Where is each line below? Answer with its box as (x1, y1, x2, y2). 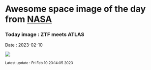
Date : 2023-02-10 (5, 42, 43, 48)
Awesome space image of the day (5, 3, 146, 15)
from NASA (5, 14, 52, 25)
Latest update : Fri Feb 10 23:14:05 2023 (5, 61, 73, 66)
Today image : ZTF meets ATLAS (5, 31, 85, 38)
